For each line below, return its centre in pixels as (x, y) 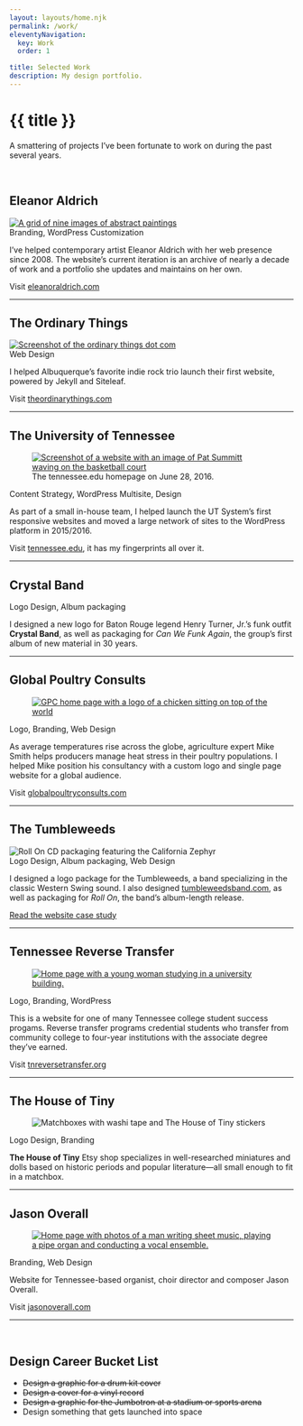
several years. (35, 155)
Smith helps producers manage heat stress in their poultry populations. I (143, 756)
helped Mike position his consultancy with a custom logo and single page (146, 765)
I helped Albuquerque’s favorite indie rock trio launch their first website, (142, 372)
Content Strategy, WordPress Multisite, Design (96, 494)
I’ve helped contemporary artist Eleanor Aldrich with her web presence (141, 250)
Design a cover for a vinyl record (83, 1392)
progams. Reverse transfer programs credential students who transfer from (149, 1027)
